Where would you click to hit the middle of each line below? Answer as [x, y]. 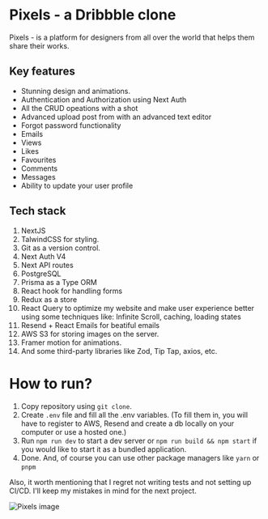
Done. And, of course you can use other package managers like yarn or [140, 457]
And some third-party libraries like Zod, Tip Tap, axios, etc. [119, 351]
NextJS [33, 230]
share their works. [39, 45]
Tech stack [38, 211]
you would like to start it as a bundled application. [104, 449]
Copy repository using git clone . [76, 406]
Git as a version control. [60, 248]
